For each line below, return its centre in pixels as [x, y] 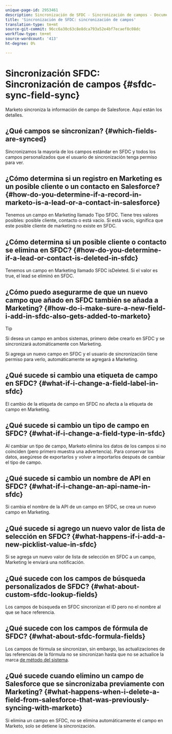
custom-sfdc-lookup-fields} [52, 595]
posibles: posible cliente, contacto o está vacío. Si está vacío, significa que [84, 220]
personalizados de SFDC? [47, 586]
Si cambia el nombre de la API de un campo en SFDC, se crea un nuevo [81, 507]
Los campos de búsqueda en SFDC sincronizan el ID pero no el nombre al [83, 607]
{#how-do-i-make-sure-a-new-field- [105, 308]
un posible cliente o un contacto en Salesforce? [83, 186]
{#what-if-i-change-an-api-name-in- [90, 486]
